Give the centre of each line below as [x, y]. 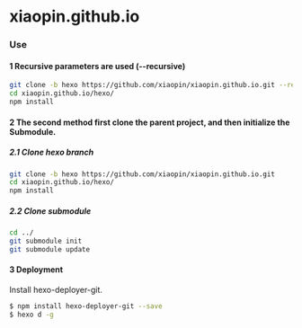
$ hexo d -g [31, 315]
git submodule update [50, 249]
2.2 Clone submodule [50, 211]
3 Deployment [36, 270]
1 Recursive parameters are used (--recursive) [98, 66]
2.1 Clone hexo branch [52, 152]
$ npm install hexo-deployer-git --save [86, 306]
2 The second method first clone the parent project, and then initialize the [150, 122]
